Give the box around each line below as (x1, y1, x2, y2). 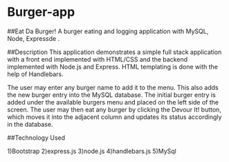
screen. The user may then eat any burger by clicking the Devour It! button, (7, 105, 221, 114)
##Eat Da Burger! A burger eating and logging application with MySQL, (7, 27, 209, 35)
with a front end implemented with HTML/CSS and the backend (7, 55, 188, 63)
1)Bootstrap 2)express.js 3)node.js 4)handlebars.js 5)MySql (7, 147, 176, 155)
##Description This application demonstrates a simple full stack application (7, 48, 222, 56)
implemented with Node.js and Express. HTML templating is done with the (7, 62, 219, 71)
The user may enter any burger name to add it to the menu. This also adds (7, 83, 219, 91)
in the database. (7, 120, 53, 128)
